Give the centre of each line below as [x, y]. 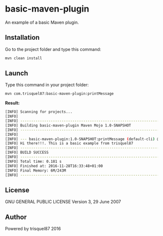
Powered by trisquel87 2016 [33, 229]
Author [16, 217]
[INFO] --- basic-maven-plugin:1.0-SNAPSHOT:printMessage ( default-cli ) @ [82, 139]
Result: [12, 103]
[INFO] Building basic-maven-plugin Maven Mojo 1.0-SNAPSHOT [68, 125]
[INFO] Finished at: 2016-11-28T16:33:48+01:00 [54, 166]
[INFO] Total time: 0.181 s [33, 161]
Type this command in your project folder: [47, 85]
